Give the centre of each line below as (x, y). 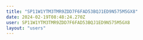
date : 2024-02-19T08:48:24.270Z (46, 17)
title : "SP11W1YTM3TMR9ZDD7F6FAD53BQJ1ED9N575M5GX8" (72, 11)
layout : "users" (26, 28)
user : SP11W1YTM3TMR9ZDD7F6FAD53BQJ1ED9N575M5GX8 (68, 22)
